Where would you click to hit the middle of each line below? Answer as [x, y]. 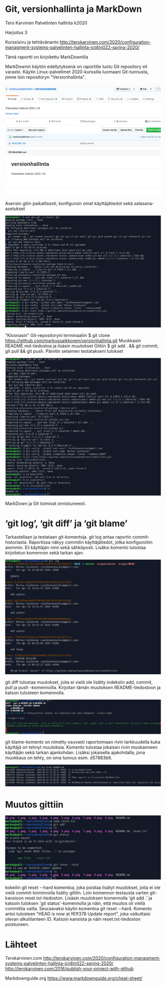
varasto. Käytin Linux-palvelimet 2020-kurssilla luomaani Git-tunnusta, [77, 72]
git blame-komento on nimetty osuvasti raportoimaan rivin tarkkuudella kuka [83, 742]
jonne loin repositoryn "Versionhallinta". [45, 77]
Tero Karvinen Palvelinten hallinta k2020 [46, 23]
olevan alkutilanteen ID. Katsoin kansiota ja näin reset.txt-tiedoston [73, 919]
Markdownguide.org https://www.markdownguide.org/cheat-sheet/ [74, 978]
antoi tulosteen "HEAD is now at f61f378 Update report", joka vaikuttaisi [78, 914]
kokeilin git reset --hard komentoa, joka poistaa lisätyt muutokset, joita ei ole [83, 887]
